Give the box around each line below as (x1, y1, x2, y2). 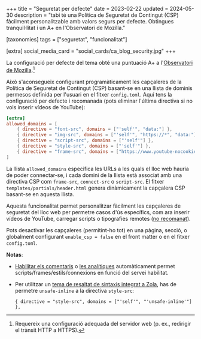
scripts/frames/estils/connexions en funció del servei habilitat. (14, 269, 169, 276)
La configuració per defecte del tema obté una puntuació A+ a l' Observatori (6, 59, 193, 66)
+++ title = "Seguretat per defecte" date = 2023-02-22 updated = (6, 5, 169, 12)
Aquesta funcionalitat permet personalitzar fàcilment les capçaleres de (6, 202, 181, 209)
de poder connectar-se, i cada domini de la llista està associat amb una (6, 171, 182, 179)
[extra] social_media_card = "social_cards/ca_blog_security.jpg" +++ (6, 47, 176, 55)
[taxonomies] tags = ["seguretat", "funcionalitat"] (6, 36, 127, 43)
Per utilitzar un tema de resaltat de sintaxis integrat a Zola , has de (14, 280, 176, 287)
